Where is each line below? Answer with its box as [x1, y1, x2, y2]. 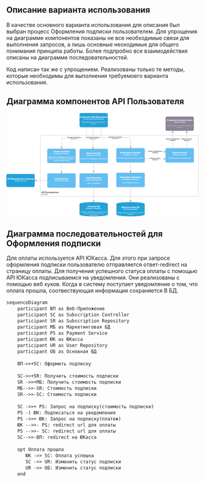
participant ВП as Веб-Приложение [17, 306, 105, 312]
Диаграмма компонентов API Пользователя [6, 96, 184, 107]
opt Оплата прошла [17, 446, 64, 453]
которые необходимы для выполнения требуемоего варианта [6, 72, 169, 79]
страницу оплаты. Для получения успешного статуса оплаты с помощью [6, 268, 198, 275]
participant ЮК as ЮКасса [17, 336, 84, 342]
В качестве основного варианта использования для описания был [6, 21, 180, 28]
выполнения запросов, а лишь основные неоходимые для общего [6, 40, 179, 48]
